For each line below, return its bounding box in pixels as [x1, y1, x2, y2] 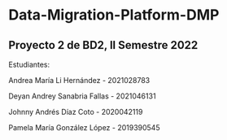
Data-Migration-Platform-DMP [8, 6, 220, 24]
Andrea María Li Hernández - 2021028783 [8, 76, 151, 85]
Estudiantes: [8, 59, 50, 69]
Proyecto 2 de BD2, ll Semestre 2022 [8, 38, 199, 52]
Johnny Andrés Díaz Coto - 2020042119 [8, 107, 143, 116]
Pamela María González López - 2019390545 [8, 123, 160, 132]
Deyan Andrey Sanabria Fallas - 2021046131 [8, 91, 156, 101]
